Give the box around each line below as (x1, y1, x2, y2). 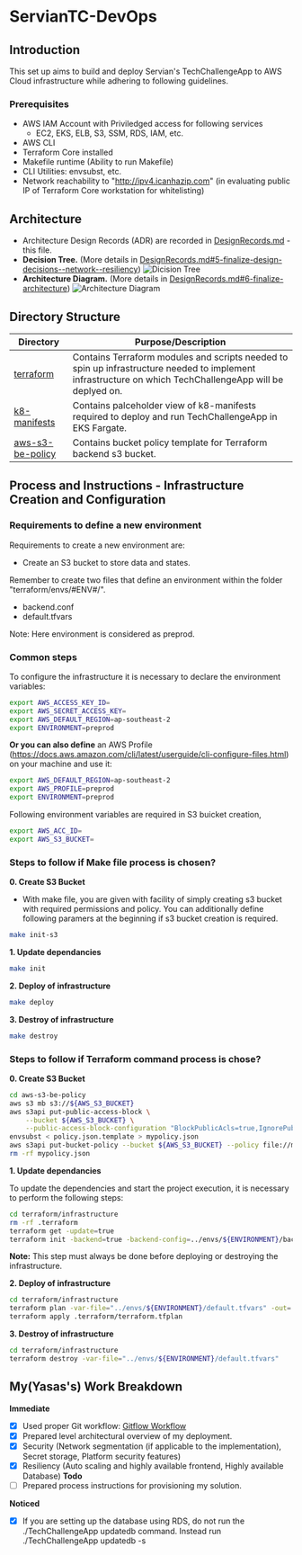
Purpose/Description (134, 335, 226, 348)
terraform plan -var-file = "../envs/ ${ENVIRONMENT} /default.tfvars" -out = (9, 1304, 292, 1313)
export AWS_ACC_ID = (9, 827, 83, 836)
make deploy (9, 997, 54, 1006)
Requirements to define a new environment (9, 519, 202, 532)
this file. (22, 245, 52, 255)
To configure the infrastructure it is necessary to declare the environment (9, 671, 281, 682)
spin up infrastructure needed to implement (72, 362, 256, 374)
